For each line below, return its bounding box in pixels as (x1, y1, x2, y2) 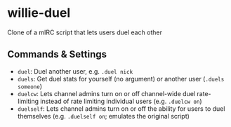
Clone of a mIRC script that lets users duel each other (7, 28, 163, 36)
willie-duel (7, 5, 71, 21)
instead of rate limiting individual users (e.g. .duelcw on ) (39, 97, 202, 105)
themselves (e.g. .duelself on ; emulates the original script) (17, 112, 190, 120)
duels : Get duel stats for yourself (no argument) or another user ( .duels (17, 74, 225, 83)
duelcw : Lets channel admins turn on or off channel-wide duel (17, 89, 195, 98)
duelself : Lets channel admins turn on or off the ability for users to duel (17, 104, 225, 113)
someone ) (17, 82, 43, 91)
